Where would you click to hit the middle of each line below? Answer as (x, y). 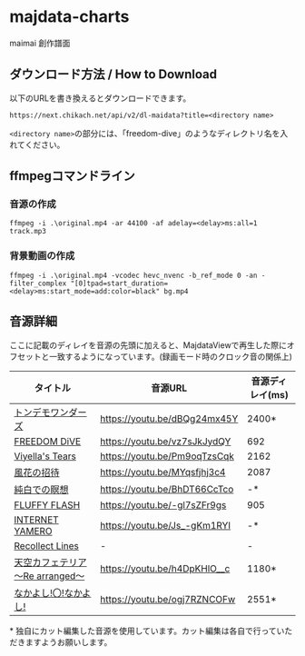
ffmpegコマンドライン (73, 176)
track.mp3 (28, 232)
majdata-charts (69, 17)
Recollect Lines (47, 545)
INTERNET (36, 520)
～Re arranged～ (49, 576)
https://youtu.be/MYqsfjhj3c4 (162, 472)
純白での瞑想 (42, 490)
